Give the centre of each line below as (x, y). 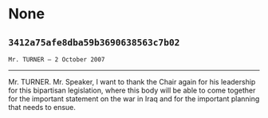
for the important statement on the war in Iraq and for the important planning (134, 99)
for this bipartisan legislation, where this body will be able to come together (132, 90)
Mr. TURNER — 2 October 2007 (57, 60)
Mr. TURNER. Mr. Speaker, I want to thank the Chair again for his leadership (132, 82)
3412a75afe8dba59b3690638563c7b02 (94, 42)
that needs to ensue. (42, 107)
